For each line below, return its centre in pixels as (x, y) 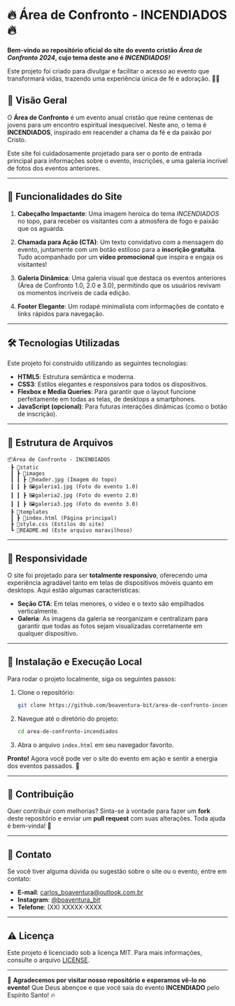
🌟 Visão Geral (37, 100)
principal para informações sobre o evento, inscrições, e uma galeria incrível (117, 160)
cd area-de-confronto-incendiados (67, 731)
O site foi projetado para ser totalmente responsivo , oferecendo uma (107, 575)
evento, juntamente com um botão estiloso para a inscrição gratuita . (117, 249)
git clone (32, 705)
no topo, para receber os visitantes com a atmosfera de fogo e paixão (118, 221)
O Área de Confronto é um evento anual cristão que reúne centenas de (110, 117)
